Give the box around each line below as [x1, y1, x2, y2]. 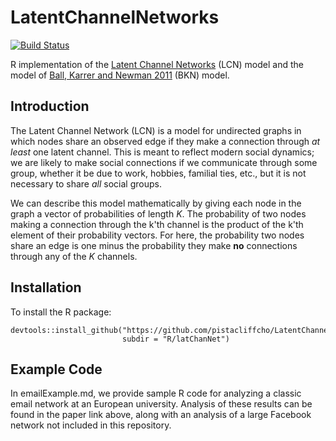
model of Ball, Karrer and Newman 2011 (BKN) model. [10, 69, 230, 81]
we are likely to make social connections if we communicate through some [10, 156, 318, 168]
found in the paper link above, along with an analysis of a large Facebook [10, 409, 312, 421]
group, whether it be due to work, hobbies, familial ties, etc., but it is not [10, 167, 307, 179]
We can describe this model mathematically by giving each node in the [10, 197, 302, 209]
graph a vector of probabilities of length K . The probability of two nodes [10, 207, 307, 220]
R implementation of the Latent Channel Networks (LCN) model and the [10, 58, 304, 70]
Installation [10, 279, 82, 296]
